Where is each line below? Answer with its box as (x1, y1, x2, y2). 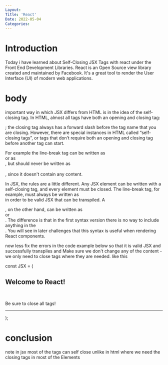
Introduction (5, 43, 58, 54)
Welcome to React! (5, 277, 65, 286)
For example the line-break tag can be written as (5, 150, 105, 156)
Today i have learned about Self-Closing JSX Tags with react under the (5, 59, 151, 65)
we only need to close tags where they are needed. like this (5, 253, 128, 259)
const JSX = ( (5, 263, 33, 269)
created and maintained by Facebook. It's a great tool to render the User (5, 70, 154, 76)
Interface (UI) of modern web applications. (5, 75, 93, 81)
